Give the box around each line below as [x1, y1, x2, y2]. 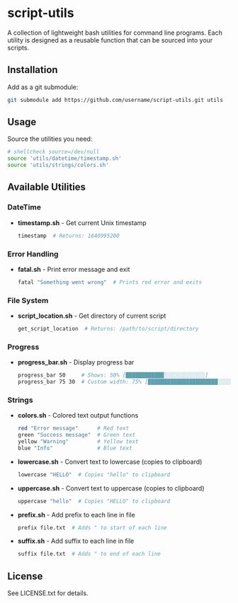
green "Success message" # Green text [17, 432, 136, 439]
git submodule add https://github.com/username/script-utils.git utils [7, 96, 223, 103]
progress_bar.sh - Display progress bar [17, 358, 135, 367]
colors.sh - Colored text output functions [17, 411, 139, 420]
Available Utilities [7, 181, 86, 193]
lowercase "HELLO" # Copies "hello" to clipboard [17, 471, 171, 478]
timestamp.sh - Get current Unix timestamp [17, 218, 147, 227]
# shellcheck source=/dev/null [7, 149, 100, 156]
